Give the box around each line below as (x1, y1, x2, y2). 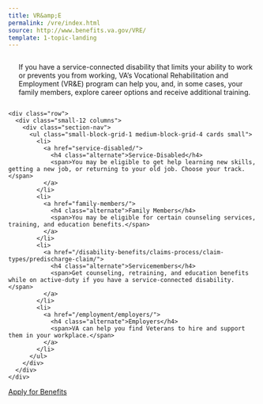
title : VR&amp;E (8, 11, 62, 20)
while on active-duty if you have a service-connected (8, 276, 193, 284)
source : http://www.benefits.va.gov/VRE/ (8, 26, 147, 34)
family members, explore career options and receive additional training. (18, 88, 251, 97)
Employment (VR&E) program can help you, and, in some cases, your (18, 79, 243, 89)
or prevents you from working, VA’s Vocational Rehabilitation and (18, 71, 229, 80)
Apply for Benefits (8, 387, 67, 397)
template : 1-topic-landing (8, 33, 97, 42)
